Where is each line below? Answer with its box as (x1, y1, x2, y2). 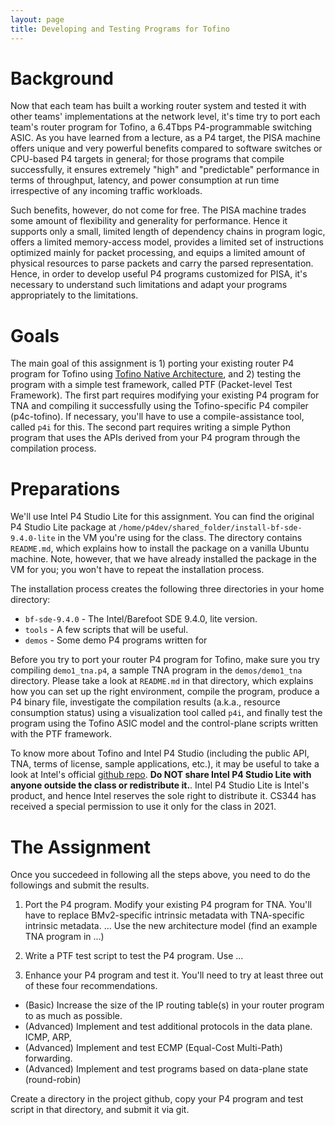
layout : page (10, 14, 65, 25)
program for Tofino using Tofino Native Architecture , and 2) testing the (10, 368, 302, 380)
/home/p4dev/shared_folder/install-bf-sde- (118, 523, 303, 533)
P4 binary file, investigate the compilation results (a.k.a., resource (10, 696, 281, 708)
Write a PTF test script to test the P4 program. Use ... (24, 950, 244, 962)
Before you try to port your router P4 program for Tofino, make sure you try (10, 654, 320, 666)
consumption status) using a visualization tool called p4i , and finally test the (10, 707, 323, 719)
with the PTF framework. (10, 728, 113, 740)
